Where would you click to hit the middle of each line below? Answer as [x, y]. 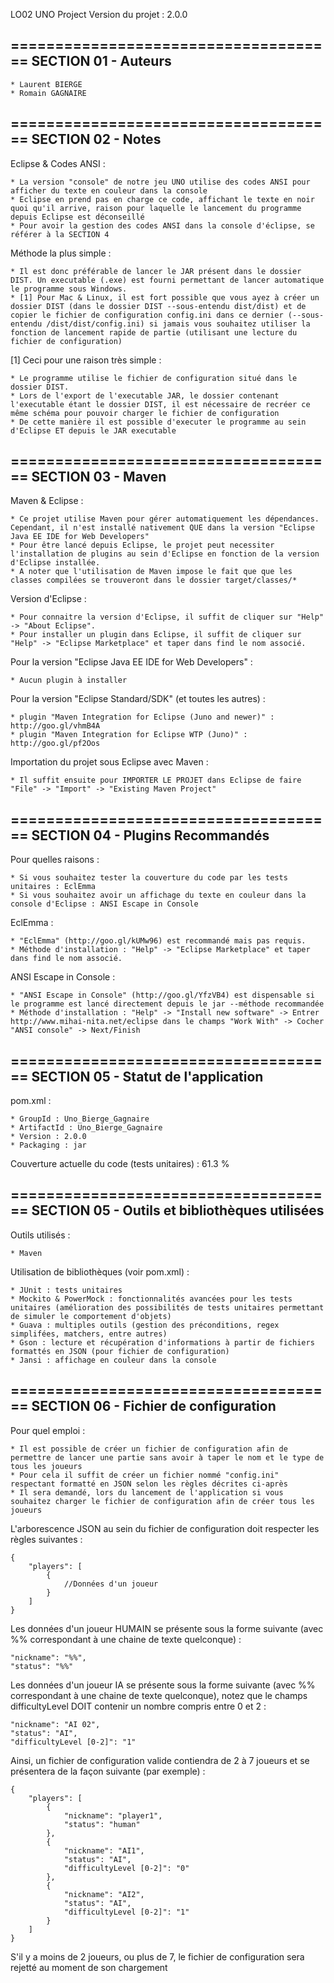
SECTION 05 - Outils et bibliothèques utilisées [178, 1210]
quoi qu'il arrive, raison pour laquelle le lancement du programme [156, 208]
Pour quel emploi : [48, 1430]
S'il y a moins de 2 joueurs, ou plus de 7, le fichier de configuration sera [157, 1956]
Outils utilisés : [40, 1235]
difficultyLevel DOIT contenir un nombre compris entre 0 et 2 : [138, 1706]
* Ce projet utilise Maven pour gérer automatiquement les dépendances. [165, 519]
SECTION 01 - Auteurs [101, 61]
